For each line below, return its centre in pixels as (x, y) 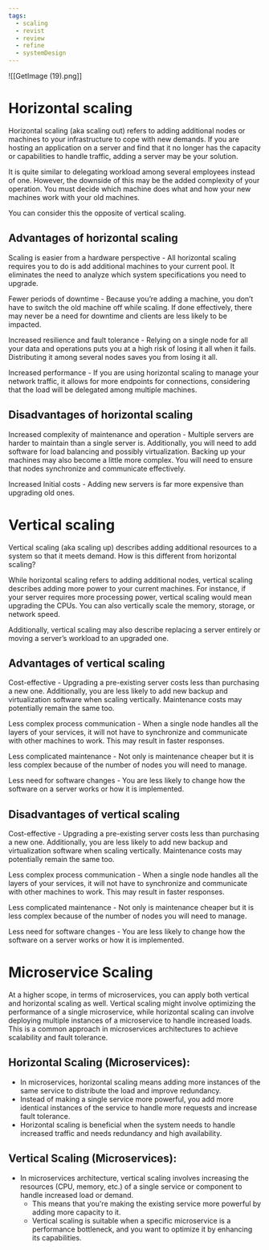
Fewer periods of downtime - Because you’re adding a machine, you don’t (131, 299)
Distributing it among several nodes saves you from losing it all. (113, 357)
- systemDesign (41, 53)
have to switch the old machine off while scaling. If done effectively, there (130, 307)
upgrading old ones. (41, 492)
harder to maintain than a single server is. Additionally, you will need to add (132, 443)
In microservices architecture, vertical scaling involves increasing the (134, 1178)
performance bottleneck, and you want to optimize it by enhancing (142, 1229)
